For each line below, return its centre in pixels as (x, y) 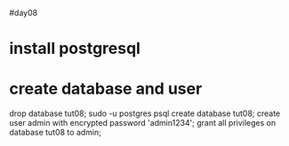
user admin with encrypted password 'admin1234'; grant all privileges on (143, 123)
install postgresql (75, 49)
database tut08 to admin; (56, 133)
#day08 (24, 13)
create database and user (106, 89)
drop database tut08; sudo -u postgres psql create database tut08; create (145, 113)
